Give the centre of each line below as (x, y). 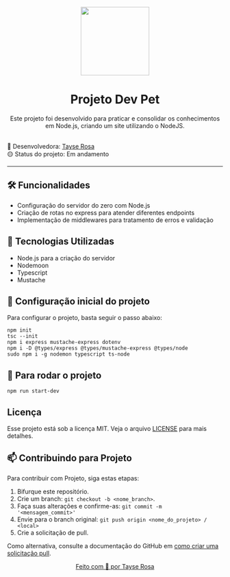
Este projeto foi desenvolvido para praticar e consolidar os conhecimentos (115, 118)
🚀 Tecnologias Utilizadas (61, 242)
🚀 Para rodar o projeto (54, 375)
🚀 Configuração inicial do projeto (79, 301)
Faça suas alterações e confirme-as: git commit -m (89, 506)
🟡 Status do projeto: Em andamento (58, 154)
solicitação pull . (29, 553)
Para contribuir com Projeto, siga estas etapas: (73, 478)
